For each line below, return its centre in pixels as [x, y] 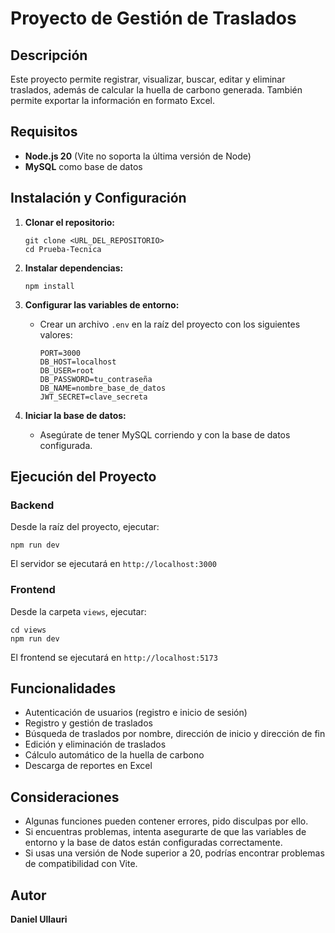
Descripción [49, 55]
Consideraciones [65, 797]
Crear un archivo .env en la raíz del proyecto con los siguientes [170, 324]
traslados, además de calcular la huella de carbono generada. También [156, 90]
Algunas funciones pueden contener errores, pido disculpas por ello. [166, 821]
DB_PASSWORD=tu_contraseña [96, 379]
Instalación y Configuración [98, 198]
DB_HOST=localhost [78, 362]
